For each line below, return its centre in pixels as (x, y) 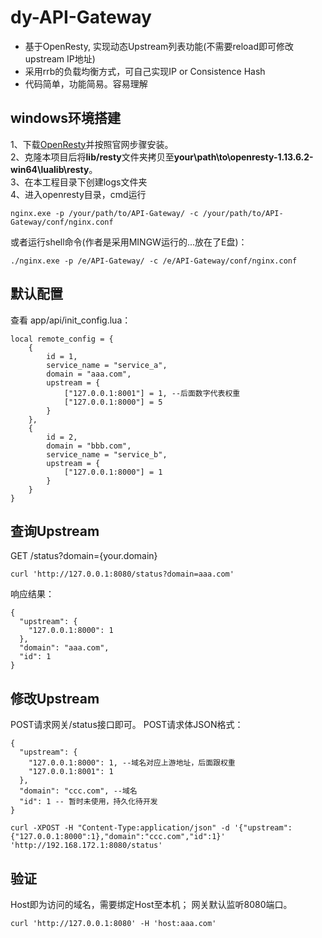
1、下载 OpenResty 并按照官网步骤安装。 (92, 144)
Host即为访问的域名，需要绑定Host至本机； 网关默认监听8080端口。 (151, 904)
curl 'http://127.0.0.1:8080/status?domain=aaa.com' (122, 574)
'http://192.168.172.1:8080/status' (86, 846)
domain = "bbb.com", (89, 446)
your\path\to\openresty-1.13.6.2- (243, 157)
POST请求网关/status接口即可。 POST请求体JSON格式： (127, 725)
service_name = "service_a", (107, 365)
